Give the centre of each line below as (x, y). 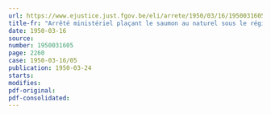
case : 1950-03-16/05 (43, 61)
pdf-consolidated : (39, 98)
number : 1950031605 (41, 46)
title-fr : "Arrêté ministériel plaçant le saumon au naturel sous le (128, 23)
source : (21, 38)
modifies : (25, 83)
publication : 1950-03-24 (50, 68)
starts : (21, 75)
